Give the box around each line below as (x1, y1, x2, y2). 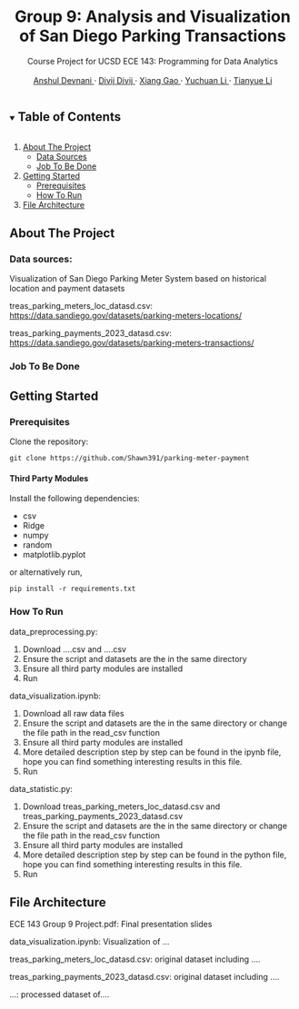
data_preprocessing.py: (9, 626, 98, 637)
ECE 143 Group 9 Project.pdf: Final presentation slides (9, 919, 213, 930)
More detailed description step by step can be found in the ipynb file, (22, 747, 282, 757)
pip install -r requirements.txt (9, 584, 136, 594)
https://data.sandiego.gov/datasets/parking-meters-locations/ (9, 311, 243, 321)
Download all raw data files (22, 707, 125, 718)
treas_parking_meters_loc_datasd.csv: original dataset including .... (9, 954, 261, 964)
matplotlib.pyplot (22, 549, 86, 560)
